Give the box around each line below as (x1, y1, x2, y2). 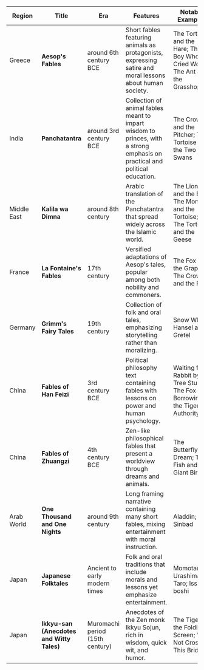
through (125, 465, 148, 473)
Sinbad (172, 520, 193, 528)
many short (125, 513, 158, 521)
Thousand (41, 513, 72, 521)
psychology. (125, 417, 161, 425)
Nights (41, 528, 62, 536)
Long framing (125, 490, 164, 497)
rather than (125, 338, 157, 347)
